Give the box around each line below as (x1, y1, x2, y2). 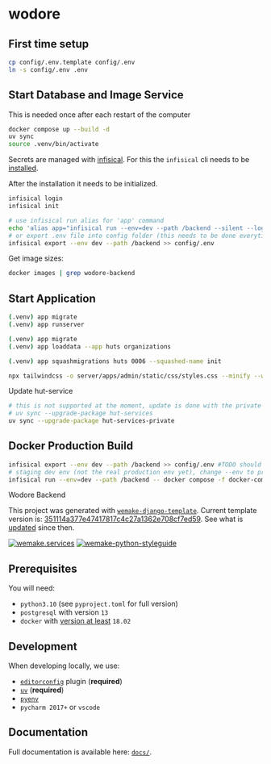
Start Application (8, 291, 96, 305)
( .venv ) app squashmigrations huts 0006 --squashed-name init (8, 357, 222, 365)
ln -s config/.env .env (8, 65, 89, 73)
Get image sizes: (8, 253, 65, 263)
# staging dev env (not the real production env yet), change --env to (8, 468, 254, 476)
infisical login (8, 194, 63, 202)
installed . (8, 163, 39, 173)
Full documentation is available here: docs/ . (8, 747, 152, 757)
